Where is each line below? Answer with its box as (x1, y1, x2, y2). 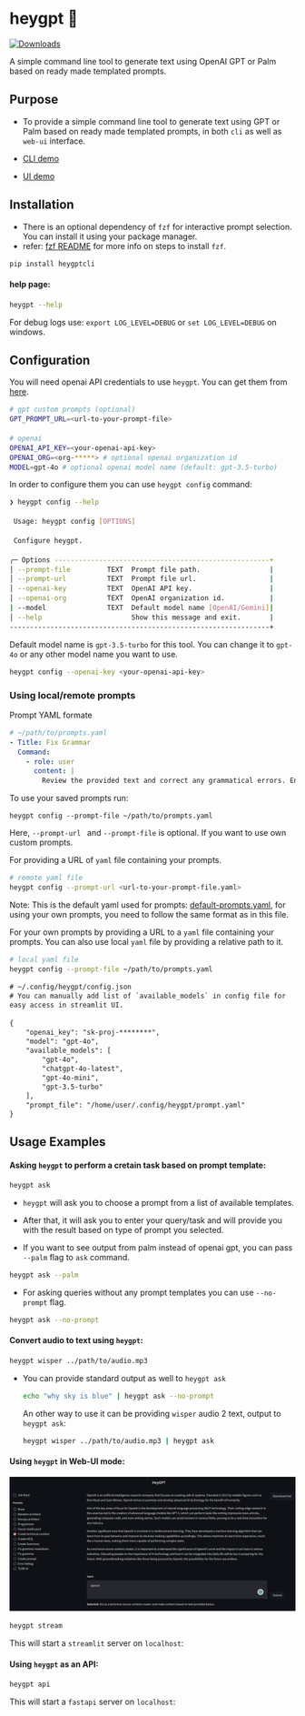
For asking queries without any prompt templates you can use (22, 1287, 254, 1298)
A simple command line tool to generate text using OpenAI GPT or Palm (9, 55, 277, 66)
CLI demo (22, 153, 60, 164)
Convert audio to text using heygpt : (9, 1335, 143, 1346)
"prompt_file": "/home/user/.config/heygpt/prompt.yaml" (25, 1100, 246, 1109)
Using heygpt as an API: (9, 1659, 99, 1670)
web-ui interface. (22, 135, 86, 146)
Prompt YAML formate (9, 709, 93, 720)
